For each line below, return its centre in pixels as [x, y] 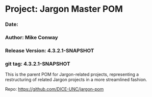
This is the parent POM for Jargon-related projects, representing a [72, 74]
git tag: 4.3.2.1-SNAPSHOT [38, 64]
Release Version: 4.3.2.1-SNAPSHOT [50, 50]
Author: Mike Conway [32, 38]
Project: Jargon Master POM [64, 9]
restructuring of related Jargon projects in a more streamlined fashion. [76, 80]
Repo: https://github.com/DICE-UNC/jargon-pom [54, 89]
